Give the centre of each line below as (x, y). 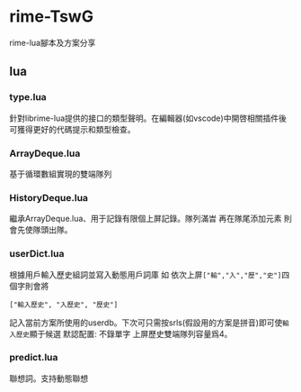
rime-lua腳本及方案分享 (53, 42)
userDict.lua (37, 254)
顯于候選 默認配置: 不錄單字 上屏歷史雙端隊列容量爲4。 (131, 333)
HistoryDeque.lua (49, 197)
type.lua (28, 97)
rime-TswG (52, 17)
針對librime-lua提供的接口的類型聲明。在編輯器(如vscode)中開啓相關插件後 (148, 118)
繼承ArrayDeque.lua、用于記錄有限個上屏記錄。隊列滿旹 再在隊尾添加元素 (146, 219)
